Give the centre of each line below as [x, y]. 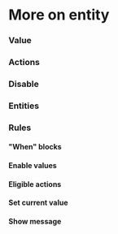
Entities [24, 106]
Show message [35, 221]
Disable [24, 84]
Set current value [38, 203]
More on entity [59, 15]
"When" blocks [35, 147]
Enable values [33, 165]
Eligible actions [35, 184]
